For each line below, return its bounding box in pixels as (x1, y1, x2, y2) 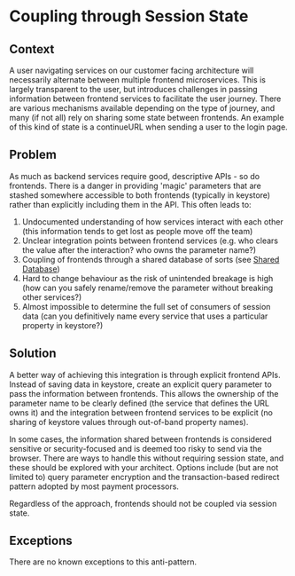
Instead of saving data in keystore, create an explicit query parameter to (9, 379, 272, 390)
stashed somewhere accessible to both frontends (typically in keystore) (9, 189, 271, 201)
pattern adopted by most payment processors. (9, 481, 180, 492)
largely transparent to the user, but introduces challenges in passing (9, 84, 259, 94)
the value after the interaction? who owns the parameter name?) (21, 244, 257, 255)
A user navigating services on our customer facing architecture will (9, 65, 254, 75)
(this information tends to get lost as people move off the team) (21, 225, 253, 236)
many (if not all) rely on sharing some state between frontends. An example (9, 113, 284, 122)
